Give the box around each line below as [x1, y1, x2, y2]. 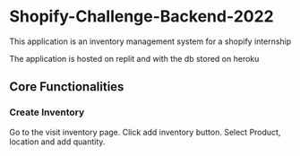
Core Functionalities [9, 79, 124, 95]
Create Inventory [9, 106, 85, 118]
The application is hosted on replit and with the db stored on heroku [9, 53, 260, 64]
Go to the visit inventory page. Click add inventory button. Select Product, [9, 126, 281, 137]
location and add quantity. [9, 136, 106, 147]
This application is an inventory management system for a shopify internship [9, 36, 292, 47]
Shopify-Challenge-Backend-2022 [9, 6, 275, 27]
